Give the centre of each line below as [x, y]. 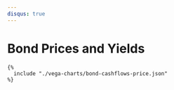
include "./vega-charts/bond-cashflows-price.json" [91, 73]
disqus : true [26, 14]
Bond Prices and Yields [76, 48]
